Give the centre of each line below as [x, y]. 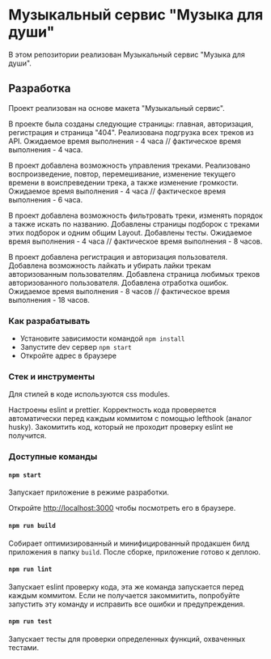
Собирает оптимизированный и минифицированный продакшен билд [129, 543]
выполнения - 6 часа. [46, 199]
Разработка [40, 89]
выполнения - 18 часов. [49, 300]
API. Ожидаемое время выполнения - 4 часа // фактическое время [125, 141]
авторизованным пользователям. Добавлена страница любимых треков [134, 274]
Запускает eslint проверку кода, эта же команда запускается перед [126, 587]
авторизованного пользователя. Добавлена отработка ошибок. [119, 283]
